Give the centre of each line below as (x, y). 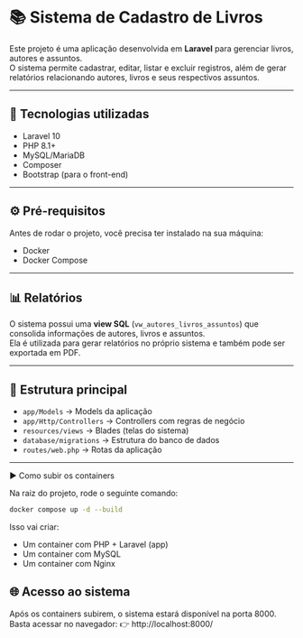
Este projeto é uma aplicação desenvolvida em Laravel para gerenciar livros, (151, 48)
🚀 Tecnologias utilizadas (79, 114)
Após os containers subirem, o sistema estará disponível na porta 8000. (143, 614)
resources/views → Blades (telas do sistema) (106, 430)
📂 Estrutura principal (69, 389)
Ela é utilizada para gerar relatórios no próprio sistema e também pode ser (147, 343)
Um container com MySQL (72, 554)
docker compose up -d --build (66, 510)
